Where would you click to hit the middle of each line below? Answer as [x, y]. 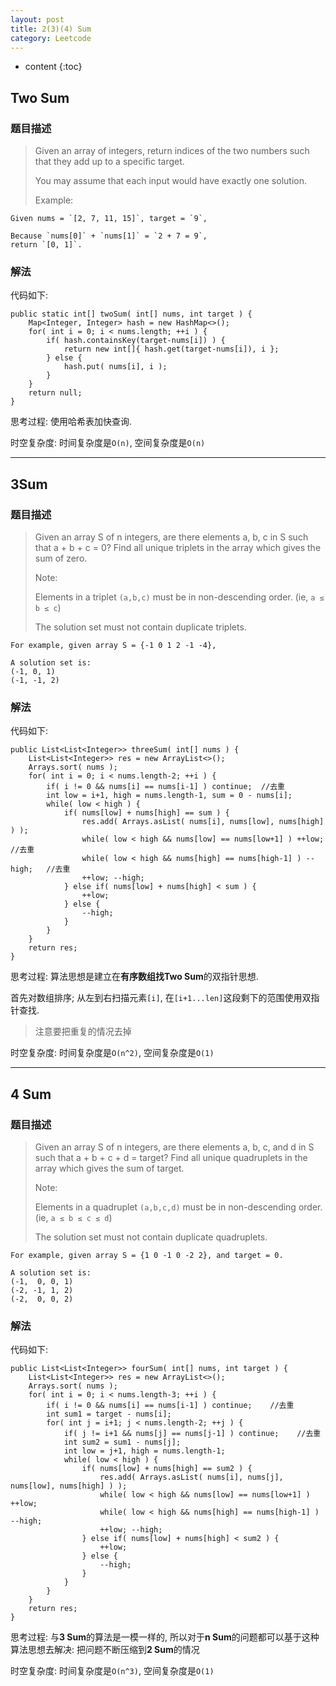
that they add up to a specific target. [109, 162]
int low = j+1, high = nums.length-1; [144, 1451]
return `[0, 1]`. [46, 245]
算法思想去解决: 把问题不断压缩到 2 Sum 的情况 [105, 1650]
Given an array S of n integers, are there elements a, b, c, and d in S [174, 1147]
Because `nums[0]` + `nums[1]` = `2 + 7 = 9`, [109, 236]
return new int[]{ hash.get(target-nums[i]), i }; [171, 349]
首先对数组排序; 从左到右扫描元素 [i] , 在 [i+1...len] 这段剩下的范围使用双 [161, 998]
